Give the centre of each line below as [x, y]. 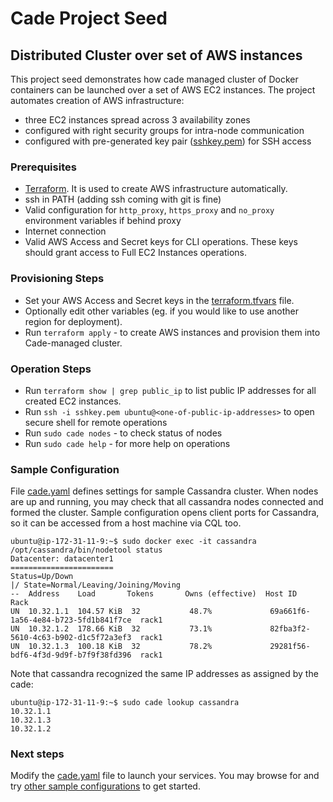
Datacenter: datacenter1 [62, 559]
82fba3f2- [290, 629]
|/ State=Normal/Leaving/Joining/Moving [96, 585]
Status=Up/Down [42, 577]
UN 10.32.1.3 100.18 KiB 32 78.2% [111, 647]
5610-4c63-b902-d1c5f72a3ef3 [71, 638]
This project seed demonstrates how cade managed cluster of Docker [154, 79]
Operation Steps [51, 369]
